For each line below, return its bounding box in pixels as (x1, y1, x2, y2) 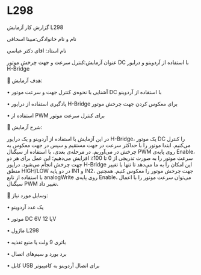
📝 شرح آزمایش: (7, 123, 43, 130)
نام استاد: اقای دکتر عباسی (7, 46, 67, 54)
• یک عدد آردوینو (7, 203, 44, 210)
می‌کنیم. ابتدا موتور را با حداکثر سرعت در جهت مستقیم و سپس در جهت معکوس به (7, 141, 191, 148)
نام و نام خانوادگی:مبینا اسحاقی (7, 35, 77, 42)
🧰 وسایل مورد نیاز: (7, 191, 49, 199)
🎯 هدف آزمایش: (7, 77, 43, 84)
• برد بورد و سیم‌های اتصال (7, 250, 67, 257)
